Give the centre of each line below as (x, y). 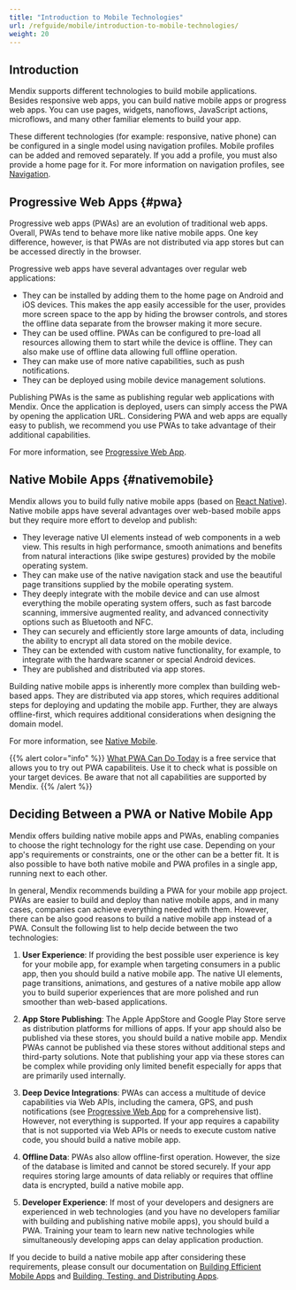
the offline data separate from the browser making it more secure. (142, 323)
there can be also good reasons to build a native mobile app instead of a (140, 919)
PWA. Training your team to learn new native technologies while (138, 1230)
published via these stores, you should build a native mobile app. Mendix (154, 1037)
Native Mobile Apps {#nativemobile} (112, 480)
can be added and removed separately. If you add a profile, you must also (144, 155)
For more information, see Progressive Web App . (98, 452)
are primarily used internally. (74, 1075)
